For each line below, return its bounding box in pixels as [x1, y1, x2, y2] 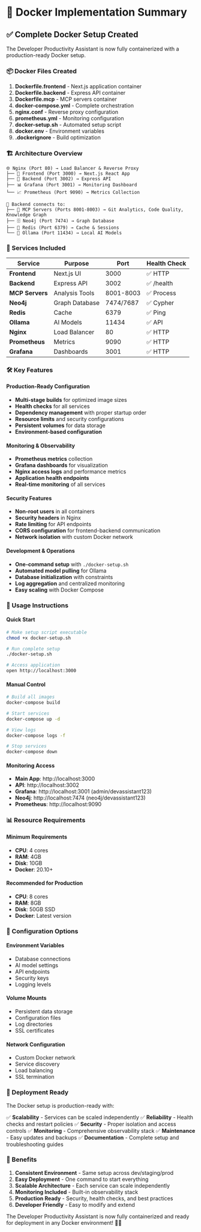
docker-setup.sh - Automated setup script [14, 121, 122, 129]
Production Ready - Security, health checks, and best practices [14, 1195, 173, 1202]
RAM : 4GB [14, 853, 42, 860]
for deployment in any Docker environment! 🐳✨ [6, 1219, 122, 1226]
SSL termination [14, 1073, 55, 1081]
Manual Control [6, 681, 46, 688]
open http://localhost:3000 [6, 668, 77, 674]
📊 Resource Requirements [6, 816, 86, 825]
